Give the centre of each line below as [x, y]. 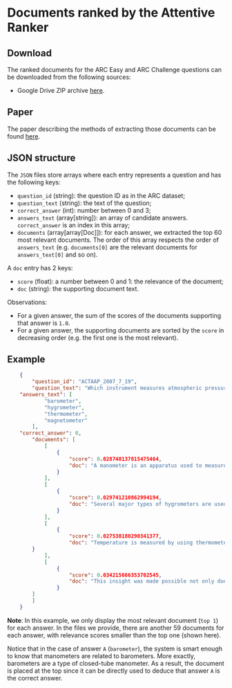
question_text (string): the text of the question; [84, 203]
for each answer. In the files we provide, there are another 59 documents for [116, 628]
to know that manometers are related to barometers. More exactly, [101, 655]
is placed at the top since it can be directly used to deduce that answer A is [114, 671]
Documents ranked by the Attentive [111, 13]
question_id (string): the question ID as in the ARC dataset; [101, 195]
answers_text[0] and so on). [57, 254]
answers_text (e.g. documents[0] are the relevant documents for [107, 247]
